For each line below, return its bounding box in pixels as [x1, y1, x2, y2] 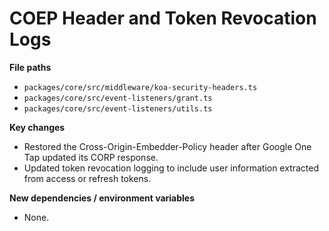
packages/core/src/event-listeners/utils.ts [23, 103, 213, 114]
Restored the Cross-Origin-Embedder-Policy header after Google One [23, 140, 312, 152]
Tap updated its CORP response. [23, 151, 159, 163]
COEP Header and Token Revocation [9, 7, 317, 30]
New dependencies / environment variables [9, 192, 196, 204]
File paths [9, 61, 52, 73]
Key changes [9, 121, 66, 133]
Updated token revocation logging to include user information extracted [23, 162, 320, 174]
